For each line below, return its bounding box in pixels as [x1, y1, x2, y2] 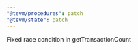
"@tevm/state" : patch [6, 16, 68, 23]
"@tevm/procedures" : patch [6, 10, 83, 17]
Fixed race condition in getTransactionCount [6, 35, 131, 43]
